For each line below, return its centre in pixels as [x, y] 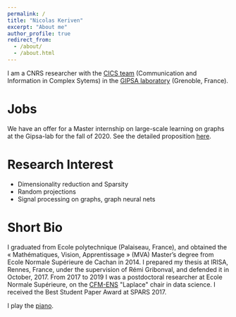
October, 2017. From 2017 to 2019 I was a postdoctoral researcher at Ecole [115, 277]
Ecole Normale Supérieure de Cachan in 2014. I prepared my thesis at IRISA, [118, 262]
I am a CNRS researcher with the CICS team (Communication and [102, 73]
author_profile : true [39, 33]
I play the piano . [31, 305]
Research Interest [61, 164]
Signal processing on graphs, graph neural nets [86, 199]
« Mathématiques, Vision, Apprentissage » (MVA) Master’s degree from [111, 254]
